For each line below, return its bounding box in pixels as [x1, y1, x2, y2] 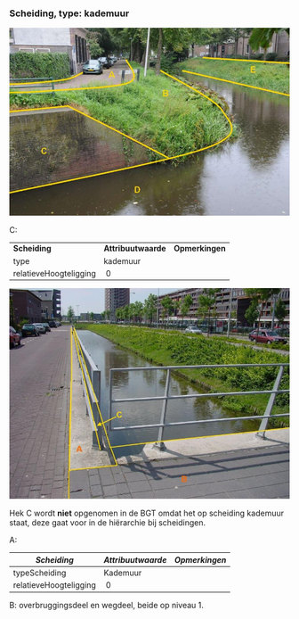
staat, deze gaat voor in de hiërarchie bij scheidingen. [9, 517, 206, 528]
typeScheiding [12, 567, 67, 578]
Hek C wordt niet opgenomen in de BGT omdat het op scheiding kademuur [9, 508, 285, 519]
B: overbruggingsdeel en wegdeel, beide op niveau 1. [9, 599, 205, 610]
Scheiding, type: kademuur [9, 7, 130, 20]
